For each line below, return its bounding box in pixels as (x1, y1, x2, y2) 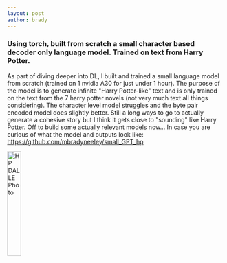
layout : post (7, 10, 45, 17)
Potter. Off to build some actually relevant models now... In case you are (7, 123, 211, 131)
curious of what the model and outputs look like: (7, 130, 144, 138)
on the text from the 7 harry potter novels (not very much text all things (7, 93, 208, 102)
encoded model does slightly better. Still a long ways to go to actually (7, 108, 204, 117)
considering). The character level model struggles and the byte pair (7, 101, 198, 109)
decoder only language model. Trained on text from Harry (7, 47, 204, 57)
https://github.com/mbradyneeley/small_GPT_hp (7, 137, 144, 146)
